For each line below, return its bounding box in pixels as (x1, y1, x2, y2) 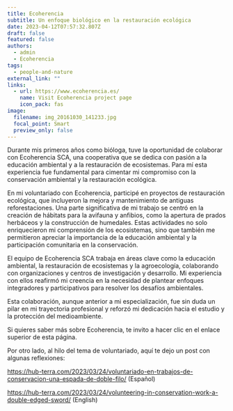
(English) (72, 396, 98, 404)
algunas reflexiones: (7, 354, 65, 362)
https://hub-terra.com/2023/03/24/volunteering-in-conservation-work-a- (7, 388, 218, 397)
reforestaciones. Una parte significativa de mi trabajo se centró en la (7, 203, 204, 212)
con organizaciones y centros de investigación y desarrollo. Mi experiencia (7, 269, 223, 277)
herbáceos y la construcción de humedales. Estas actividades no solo (7, 219, 207, 227)
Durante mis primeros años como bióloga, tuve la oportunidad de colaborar (7, 146, 223, 154)
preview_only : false (13, 127, 73, 134)
